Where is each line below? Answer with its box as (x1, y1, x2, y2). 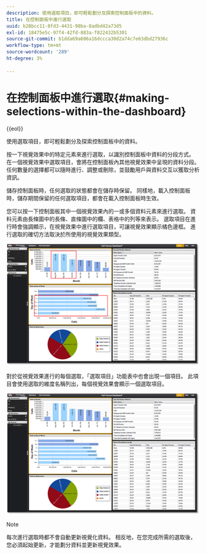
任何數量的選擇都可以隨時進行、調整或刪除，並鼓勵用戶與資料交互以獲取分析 (6, 166, 200, 173)
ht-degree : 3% (6, 55, 43, 61)
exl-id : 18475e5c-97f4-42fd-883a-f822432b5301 (6, 30, 128, 36)
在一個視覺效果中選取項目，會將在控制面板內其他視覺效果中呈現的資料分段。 (6, 158, 200, 165)
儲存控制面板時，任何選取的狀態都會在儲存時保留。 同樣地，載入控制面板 (6, 186, 191, 194)
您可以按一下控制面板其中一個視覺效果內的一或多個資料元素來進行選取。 (6, 207, 189, 215)
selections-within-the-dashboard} (6, 105, 186, 118)
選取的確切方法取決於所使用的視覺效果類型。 (11, 231, 124, 238)
